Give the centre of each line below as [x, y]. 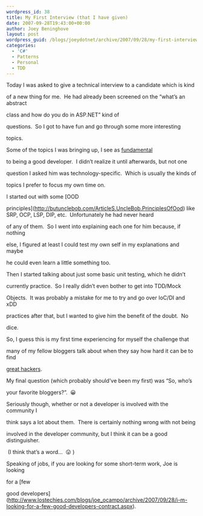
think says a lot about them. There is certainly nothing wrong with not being [101, 422]
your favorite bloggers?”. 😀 [41, 392]
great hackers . [24, 369]
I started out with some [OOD [43, 197]
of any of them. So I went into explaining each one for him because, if [94, 226]
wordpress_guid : [27, 40]
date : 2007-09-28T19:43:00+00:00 [48, 23]
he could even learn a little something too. [58, 263]
